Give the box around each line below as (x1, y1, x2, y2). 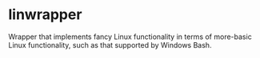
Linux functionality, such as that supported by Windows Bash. (8, 40, 212, 49)
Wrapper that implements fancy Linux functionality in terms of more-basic (8, 32, 252, 41)
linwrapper (8, 6, 82, 24)
